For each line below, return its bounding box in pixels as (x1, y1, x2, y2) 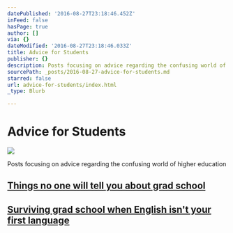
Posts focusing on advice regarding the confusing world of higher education (7, 160, 227, 168)
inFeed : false (7, 17, 49, 24)
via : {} (7, 36, 30, 43)
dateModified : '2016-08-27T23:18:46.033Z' (7, 42, 133, 49)
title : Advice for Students (7, 49, 89, 56)
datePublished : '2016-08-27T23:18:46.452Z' (7, 10, 136, 17)
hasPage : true (7, 23, 49, 30)
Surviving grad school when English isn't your (7, 203, 211, 216)
